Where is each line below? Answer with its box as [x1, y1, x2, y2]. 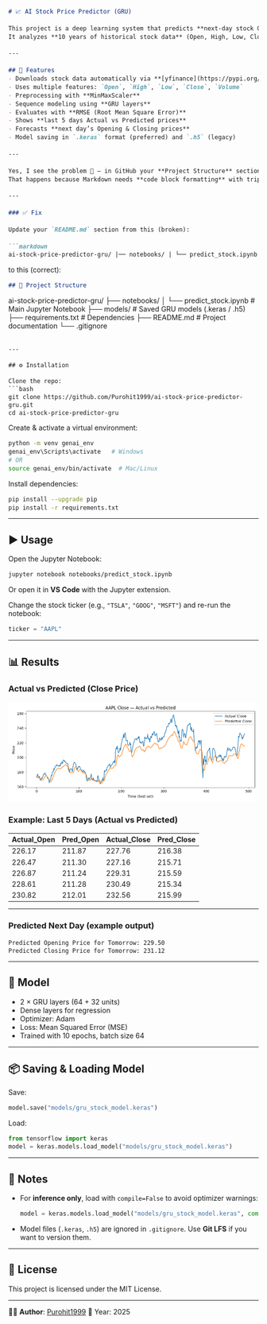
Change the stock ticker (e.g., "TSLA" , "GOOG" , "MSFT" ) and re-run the [8, 600, 231, 610]
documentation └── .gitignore [8, 321, 108, 331]
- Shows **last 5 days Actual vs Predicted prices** [8, 117, 187, 125]
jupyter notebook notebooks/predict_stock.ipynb [8, 571, 172, 579]
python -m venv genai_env [8, 439, 94, 447]
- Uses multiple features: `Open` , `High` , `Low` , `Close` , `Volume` [8, 83, 244, 91]
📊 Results [8, 656, 60, 669]
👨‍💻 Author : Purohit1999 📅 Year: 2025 [8, 1307, 131, 1316]
